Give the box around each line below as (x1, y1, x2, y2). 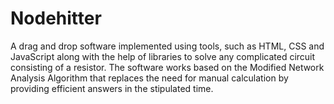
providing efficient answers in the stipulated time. (10, 82, 214, 94)
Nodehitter (10, 7, 102, 30)
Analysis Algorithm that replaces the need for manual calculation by (10, 72, 289, 84)
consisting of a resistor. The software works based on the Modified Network (10, 61, 325, 73)
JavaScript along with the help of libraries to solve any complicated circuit (10, 50, 316, 62)
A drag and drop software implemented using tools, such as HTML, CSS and (10, 40, 325, 52)
